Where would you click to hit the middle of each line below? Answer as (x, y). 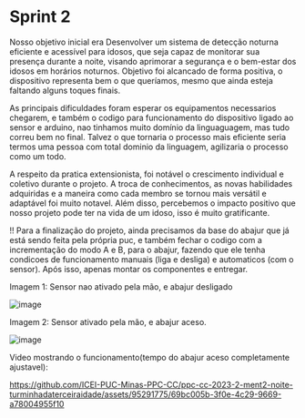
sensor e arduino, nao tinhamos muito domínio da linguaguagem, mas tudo (149, 127)
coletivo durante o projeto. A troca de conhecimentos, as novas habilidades (151, 183)
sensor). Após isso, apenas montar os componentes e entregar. (129, 269)
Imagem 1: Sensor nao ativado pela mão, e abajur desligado (121, 286)
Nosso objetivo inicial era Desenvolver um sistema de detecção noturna (144, 42)
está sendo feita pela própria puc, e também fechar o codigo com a (136, 240)
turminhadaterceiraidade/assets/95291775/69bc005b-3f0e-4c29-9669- (146, 394)
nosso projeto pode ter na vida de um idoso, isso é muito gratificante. (140, 212)
